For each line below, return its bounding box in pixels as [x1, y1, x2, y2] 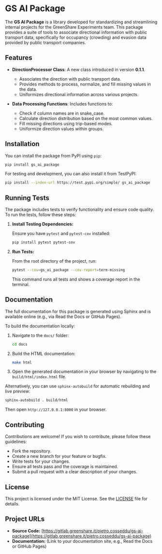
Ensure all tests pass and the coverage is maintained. [12, 464, 118, 470]
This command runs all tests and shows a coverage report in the [12, 276, 140, 282]
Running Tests [5, 194, 49, 202]
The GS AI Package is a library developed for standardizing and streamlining [5, 19, 158, 25]
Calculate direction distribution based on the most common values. [19, 115, 153, 121]
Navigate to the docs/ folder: [12, 332, 69, 338]
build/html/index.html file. [12, 374, 67, 380]
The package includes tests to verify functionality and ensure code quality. [5, 207, 154, 213]
